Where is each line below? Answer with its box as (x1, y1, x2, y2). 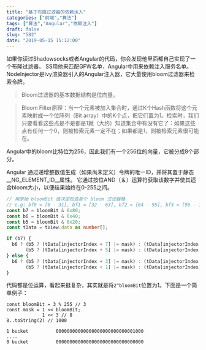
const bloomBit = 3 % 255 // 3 (6, 302, 86, 308)
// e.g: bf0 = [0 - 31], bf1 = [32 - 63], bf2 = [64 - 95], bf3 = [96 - (6, 202, 196, 208)
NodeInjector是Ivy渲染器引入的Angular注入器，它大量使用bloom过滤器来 (6, 70, 190, 77)
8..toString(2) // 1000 (6, 318, 67, 324)
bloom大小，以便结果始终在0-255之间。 (11, 184, 113, 191)
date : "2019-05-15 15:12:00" (6, 37, 81, 44)
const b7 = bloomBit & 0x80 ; (6, 207, 81, 213)
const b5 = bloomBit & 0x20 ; (6, 219, 81, 225)
